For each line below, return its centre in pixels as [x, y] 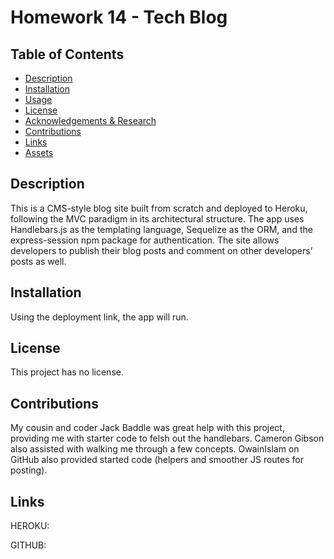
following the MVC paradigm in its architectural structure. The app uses [157, 218]
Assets [39, 152]
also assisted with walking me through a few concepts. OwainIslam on [155, 449]
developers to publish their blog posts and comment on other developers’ [161, 250]
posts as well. [38, 261]
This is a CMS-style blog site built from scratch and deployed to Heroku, [159, 208]
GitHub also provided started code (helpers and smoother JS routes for [157, 460]
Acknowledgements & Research [90, 120]
